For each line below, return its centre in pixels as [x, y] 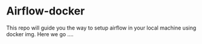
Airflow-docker [46, 11]
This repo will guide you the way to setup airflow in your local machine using [101, 28]
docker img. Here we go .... [40, 34]
